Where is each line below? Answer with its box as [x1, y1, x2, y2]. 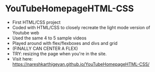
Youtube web [12, 30, 39, 36]
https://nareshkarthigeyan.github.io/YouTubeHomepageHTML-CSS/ [12, 61, 150, 67]
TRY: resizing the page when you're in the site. [12, 50, 107, 57]
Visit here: [12, 56, 33, 62]
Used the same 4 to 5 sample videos [12, 35, 87, 41]
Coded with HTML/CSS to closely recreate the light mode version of [12, 24, 151, 30]
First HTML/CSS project [12, 19, 61, 25]
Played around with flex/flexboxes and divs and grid [12, 40, 118, 46]
